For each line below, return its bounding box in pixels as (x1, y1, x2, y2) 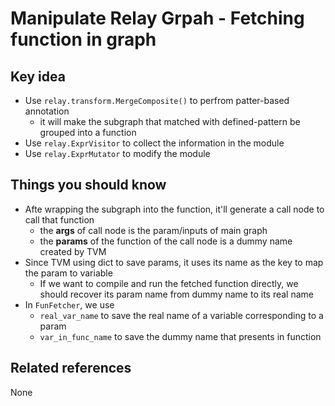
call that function (24, 213, 95, 226)
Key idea (10, 68, 66, 85)
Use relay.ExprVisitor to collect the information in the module (24, 137, 285, 149)
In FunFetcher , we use (24, 298, 115, 311)
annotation (24, 105, 70, 117)
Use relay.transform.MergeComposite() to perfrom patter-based (24, 95, 290, 106)
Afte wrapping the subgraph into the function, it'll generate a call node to (24, 203, 325, 215)
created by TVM (39, 245, 107, 257)
